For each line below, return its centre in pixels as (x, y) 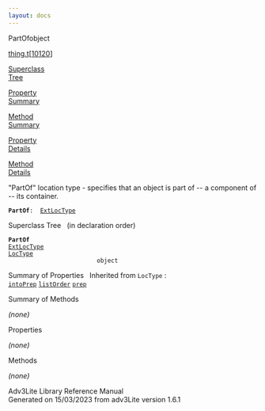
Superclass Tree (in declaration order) (72, 225)
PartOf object (29, 38)
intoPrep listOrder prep (47, 284)
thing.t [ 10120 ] (30, 53)
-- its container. (34, 196)
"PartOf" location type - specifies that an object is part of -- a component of (132, 188)
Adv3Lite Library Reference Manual (66, 391)
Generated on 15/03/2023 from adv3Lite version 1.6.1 (95, 399)
